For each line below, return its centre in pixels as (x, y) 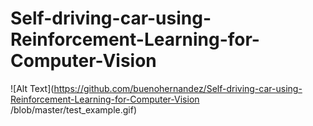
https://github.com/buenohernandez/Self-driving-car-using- (178, 88)
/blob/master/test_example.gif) (73, 109)
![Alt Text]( (32, 88)
